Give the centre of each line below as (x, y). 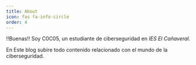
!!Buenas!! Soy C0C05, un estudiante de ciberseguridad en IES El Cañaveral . (98, 39)
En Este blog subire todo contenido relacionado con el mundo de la (87, 50)
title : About (22, 11)
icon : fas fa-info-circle (37, 17)
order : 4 (17, 22)
